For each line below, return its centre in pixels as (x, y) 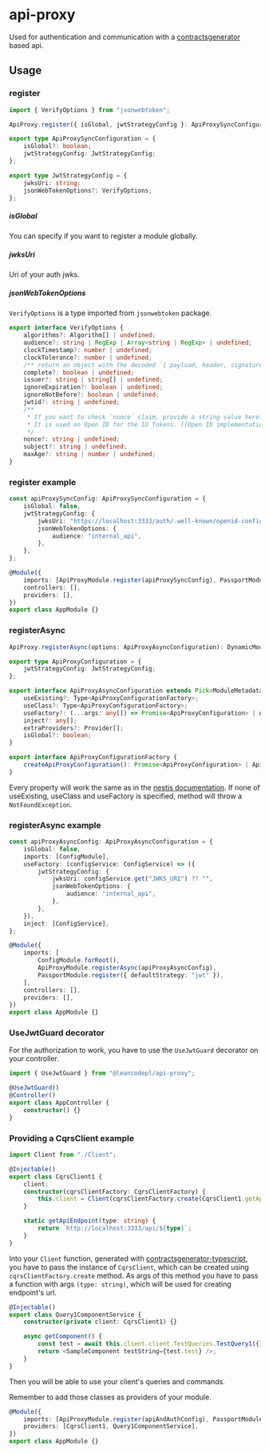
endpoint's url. (33, 1292)
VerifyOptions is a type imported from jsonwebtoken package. (111, 313)
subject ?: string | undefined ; (75, 447)
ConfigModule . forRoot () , (79, 961)
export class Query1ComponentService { (75, 1315)
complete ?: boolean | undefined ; (79, 372)
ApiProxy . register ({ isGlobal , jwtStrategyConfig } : (99, 124)
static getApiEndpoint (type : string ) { (90, 1221)
